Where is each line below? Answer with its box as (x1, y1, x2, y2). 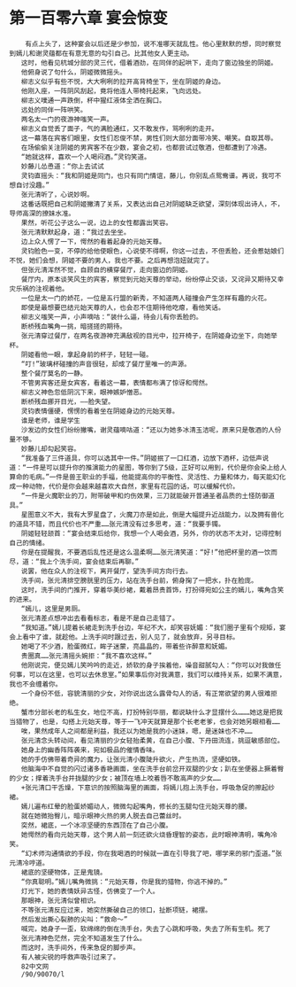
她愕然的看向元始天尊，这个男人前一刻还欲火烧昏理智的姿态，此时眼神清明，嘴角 (20, 830, 271, 839)
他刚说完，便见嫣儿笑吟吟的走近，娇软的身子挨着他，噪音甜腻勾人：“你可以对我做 (20, 661, 276, 670)
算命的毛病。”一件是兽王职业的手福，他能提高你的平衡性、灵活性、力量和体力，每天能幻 (9, 472, 280, 481)
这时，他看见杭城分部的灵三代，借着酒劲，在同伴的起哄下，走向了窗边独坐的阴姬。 (20, 58, 278, 67)
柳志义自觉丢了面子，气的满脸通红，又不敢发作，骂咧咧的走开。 (20, 124, 219, 133)
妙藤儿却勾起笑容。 (20, 444, 81, 453)
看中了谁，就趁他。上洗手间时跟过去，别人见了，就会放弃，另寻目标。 (21, 633, 240, 641)
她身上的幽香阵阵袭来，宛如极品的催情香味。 (20, 745, 160, 754)
